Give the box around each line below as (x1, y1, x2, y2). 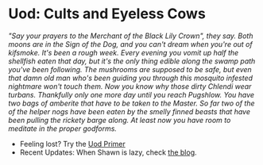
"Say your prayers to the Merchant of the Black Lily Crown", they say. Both (8, 31, 253, 40)
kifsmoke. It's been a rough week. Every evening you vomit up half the (8, 48, 239, 57)
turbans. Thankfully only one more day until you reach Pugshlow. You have (8, 90, 255, 99)
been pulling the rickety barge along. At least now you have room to (8, 115, 231, 125)
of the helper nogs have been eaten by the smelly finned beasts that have (8, 106, 250, 116)
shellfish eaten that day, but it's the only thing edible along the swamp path (8, 56, 256, 66)
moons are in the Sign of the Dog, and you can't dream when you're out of (8, 39, 253, 48)
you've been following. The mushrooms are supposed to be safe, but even (8, 64, 252, 74)
